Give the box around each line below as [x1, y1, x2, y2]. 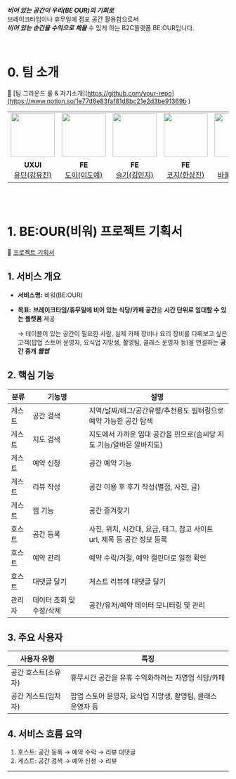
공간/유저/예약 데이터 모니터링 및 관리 [88, 600, 206, 610]
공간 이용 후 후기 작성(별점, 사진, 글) [88, 481, 200, 491]
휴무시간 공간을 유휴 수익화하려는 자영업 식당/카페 [70, 673, 225, 683]
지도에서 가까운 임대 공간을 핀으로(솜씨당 [88, 429, 216, 439]
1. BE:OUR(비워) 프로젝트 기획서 [7, 224, 183, 240]
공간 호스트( [11, 667, 48, 677]
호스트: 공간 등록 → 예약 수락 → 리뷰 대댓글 [17, 748, 136, 757]
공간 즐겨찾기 [88, 505, 130, 515]
